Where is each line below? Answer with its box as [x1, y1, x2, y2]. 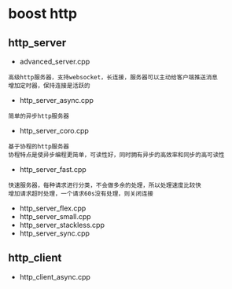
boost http [8, 5, 77, 23]
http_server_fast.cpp [19, 165, 87, 174]
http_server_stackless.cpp [19, 221, 105, 229]
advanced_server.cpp [19, 57, 90, 66]
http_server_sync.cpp [19, 229, 90, 238]
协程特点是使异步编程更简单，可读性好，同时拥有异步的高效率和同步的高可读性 [8, 151, 225, 159]
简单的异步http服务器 [8, 112, 69, 120]
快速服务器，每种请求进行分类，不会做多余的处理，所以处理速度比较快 [8, 181, 202, 189]
